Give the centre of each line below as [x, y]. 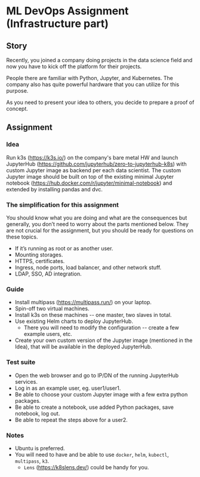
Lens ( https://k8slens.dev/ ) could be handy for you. [86, 467]
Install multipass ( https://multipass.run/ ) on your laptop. [83, 302]
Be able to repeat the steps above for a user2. [71, 420]
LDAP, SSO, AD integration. [48, 274]
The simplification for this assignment [63, 204]
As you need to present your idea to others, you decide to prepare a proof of [100, 102]
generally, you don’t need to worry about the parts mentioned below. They [98, 224]
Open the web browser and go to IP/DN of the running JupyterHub [97, 375]
